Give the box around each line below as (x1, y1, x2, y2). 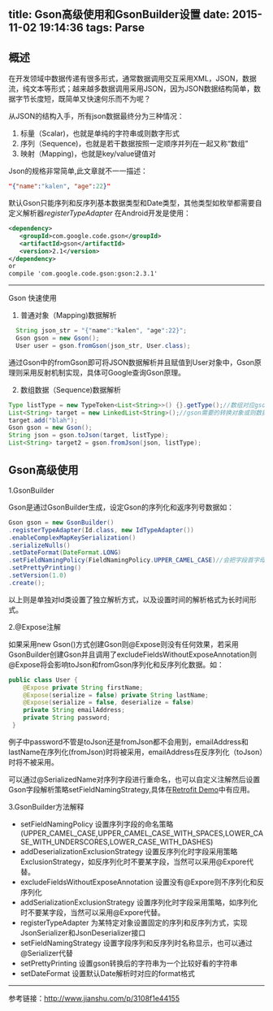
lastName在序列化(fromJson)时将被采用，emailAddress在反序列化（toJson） (8, 747, 263, 757)
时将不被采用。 (8, 757, 58, 766)
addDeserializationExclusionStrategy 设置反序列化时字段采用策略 (19, 846, 238, 856)
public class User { (8, 675, 79, 684)
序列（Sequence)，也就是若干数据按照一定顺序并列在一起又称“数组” (19, 139, 249, 149)
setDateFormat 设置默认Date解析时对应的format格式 (19, 968, 195, 978)
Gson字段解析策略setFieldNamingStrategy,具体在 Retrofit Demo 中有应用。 (8, 784, 254, 794)
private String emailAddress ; (23, 706, 126, 714)
